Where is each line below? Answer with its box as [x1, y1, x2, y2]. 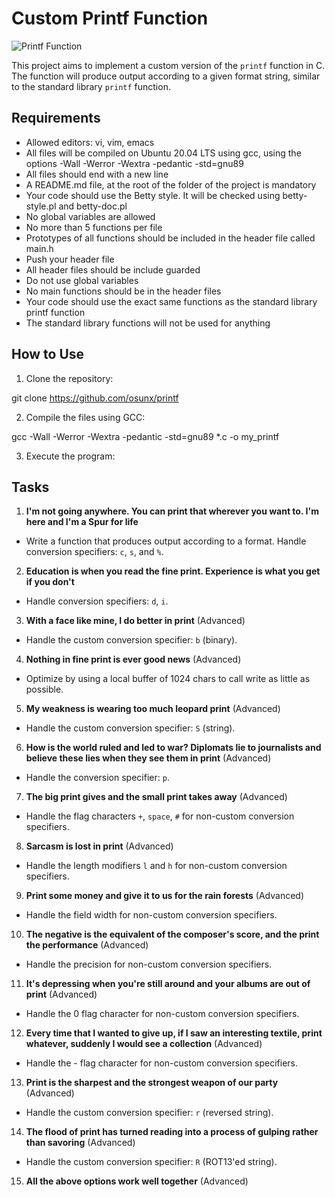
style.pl [25, 200, 57, 212]
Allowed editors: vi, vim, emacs [25, 136, 155, 148]
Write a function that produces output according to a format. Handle [25, 535, 307, 547]
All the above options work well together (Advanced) [25, 1175, 249, 1187]
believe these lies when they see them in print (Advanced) [25, 752, 272, 764]
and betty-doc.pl [58, 200, 128, 212]
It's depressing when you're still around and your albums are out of [25, 978, 311, 990]
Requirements [11, 110, 101, 127]
